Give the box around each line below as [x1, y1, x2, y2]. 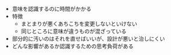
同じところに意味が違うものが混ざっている [20, 27, 126, 35]
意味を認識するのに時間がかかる [11, 5, 92, 12]
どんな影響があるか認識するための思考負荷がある [11, 42, 134, 50]
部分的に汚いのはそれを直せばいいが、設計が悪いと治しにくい [11, 35, 166, 42]
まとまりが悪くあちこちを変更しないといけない [20, 20, 137, 27]
